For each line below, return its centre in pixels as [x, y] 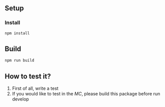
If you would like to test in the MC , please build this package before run [86, 94]
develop [20, 99]
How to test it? [28, 76]
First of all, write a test [35, 88]
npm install [17, 33]
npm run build [20, 61]
